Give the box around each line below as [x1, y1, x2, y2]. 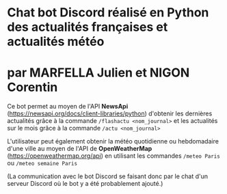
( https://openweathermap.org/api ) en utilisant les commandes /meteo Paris [7, 152, 220, 160]
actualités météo [7, 34, 105, 49]
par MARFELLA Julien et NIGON [7, 65, 190, 81]
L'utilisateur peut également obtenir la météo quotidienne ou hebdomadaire [7, 137, 219, 145]
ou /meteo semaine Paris [7, 159, 77, 167]
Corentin [7, 80, 58, 95]
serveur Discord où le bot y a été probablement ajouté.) [7, 180, 163, 188]
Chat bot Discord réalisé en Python [7, 5, 209, 20]
